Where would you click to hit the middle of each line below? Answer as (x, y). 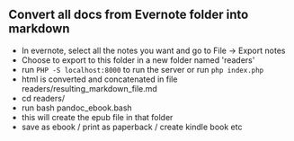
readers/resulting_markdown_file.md (89, 88)
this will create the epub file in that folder (97, 117)
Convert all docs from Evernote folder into (129, 15)
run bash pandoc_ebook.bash (76, 108)
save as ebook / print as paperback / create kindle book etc (132, 127)
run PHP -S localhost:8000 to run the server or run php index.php (143, 69)
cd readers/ (43, 98)
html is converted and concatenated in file (99, 79)
